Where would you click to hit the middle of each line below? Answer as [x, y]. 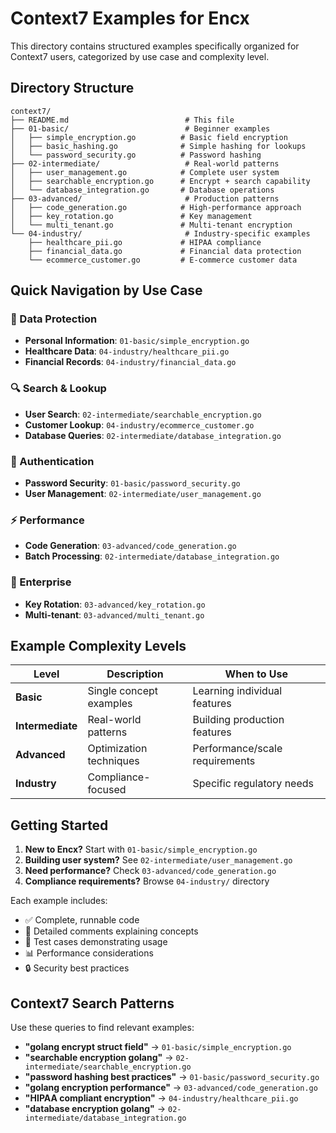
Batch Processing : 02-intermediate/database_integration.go [152, 556]
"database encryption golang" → [95, 1109]
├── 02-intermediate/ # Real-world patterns [145, 163]
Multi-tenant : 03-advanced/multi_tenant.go [114, 614]
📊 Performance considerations [89, 953]
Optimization [117, 749]
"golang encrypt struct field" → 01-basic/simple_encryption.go [158, 1047]
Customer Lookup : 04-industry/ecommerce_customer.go [139, 424]
